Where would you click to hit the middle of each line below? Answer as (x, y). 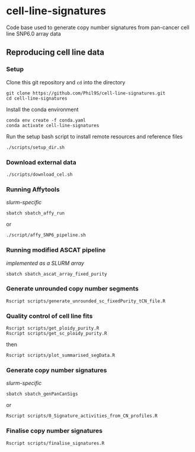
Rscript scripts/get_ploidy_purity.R (53, 328)
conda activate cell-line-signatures (53, 125)
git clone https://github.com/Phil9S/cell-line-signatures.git (86, 93)
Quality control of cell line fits (49, 316)
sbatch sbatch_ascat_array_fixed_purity (57, 274)
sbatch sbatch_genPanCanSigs (42, 394)
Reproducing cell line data (55, 53)
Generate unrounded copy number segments (73, 289)
